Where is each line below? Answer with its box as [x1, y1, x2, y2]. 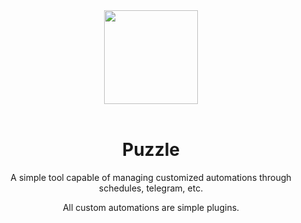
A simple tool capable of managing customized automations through [10, 171, 292, 183]
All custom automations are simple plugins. [62, 201, 240, 213]
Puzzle [122, 139, 180, 161]
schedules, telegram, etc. [98, 182, 204, 194]
